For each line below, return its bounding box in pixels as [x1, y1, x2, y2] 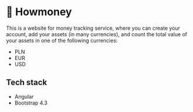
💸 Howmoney [6, 5, 72, 19]
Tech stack [6, 78, 47, 87]
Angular [14, 93, 34, 100]
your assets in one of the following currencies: [6, 37, 118, 44]
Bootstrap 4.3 [14, 99, 48, 106]
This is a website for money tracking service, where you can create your [6, 24, 180, 32]
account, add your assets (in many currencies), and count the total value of [6, 30, 188, 37]
